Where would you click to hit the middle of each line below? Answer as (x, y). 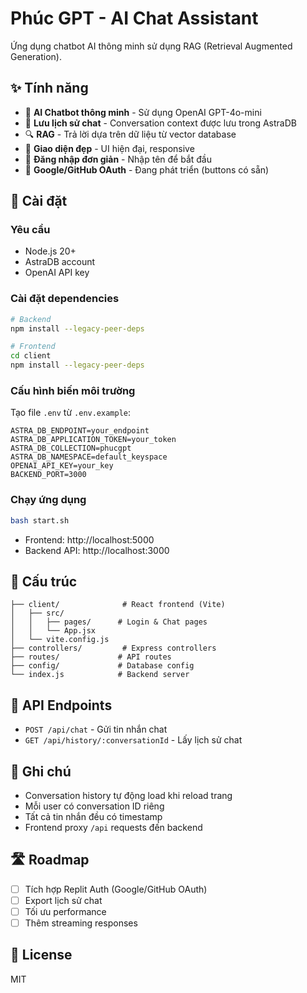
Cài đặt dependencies (65, 299)
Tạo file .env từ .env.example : (71, 413)
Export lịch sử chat (63, 900)
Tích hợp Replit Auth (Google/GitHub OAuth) (116, 889)
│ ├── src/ (37, 613)
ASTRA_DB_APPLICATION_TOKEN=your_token (93, 440)
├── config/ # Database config (102, 666)
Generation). (36, 56)
